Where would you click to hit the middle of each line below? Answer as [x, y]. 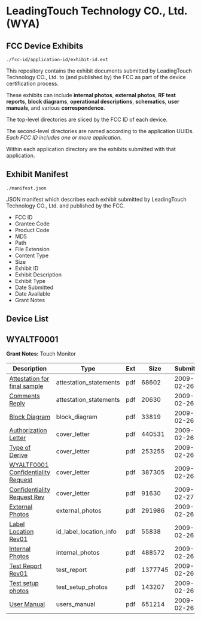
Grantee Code [32, 224]
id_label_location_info [86, 532]
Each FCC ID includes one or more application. [64, 137]
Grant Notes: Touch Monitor [41, 354]
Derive [19, 455]
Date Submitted [34, 287]
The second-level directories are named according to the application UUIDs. [100, 131]
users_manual [76, 604]
